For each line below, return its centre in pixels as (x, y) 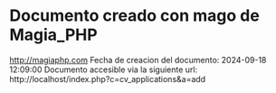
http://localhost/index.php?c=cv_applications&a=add (108, 79)
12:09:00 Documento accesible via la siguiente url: (103, 70)
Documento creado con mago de (134, 16)
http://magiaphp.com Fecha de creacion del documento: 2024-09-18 (138, 60)
